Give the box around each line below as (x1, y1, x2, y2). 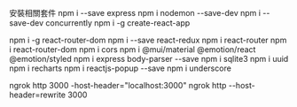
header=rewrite (9, 89, 66, 100)
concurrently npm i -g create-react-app (45, 18, 191, 28)
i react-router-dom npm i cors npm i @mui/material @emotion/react (9, 44, 256, 55)
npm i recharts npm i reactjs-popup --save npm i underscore (9, 63, 232, 73)
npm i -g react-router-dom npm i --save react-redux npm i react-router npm (9, 34, 287, 45)
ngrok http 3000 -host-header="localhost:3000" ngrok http (9, 80, 227, 90)
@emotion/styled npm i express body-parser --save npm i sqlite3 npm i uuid (9, 54, 289, 64)
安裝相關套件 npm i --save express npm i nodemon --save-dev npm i (9, 8, 262, 18)
